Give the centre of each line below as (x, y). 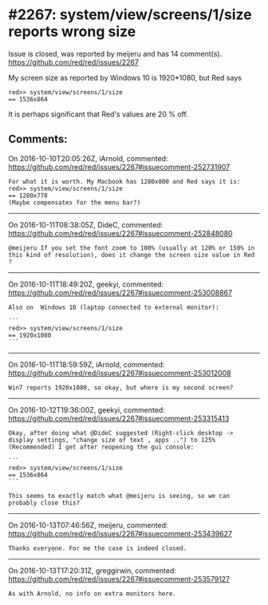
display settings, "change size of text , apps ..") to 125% (112, 440)
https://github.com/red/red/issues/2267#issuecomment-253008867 (120, 292)
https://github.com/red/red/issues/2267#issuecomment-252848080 (120, 233)
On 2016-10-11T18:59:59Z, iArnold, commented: (87, 364)
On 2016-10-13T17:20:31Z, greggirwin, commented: (93, 570)
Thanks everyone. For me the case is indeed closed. (98, 548)
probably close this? (44, 503)
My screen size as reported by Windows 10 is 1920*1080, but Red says (125, 77)
